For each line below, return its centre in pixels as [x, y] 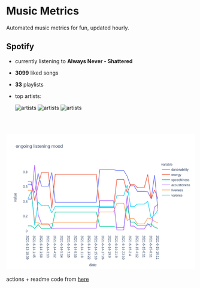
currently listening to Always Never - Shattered [74, 61]
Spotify [20, 47]
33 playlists [29, 84]
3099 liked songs [37, 73]
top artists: [28, 96]
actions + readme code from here [48, 279]
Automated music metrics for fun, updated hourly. [68, 28]
